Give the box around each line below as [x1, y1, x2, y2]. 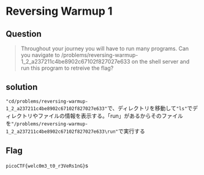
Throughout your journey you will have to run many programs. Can [20, 45, 189, 52]
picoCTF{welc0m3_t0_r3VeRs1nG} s [6, 162, 88, 169]
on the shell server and [131, 58, 190, 65]
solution [6, 82, 38, 92]
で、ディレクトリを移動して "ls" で [107, 104, 193, 111]
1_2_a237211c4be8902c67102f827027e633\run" [6, 128, 119, 135]
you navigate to [20, 51, 61, 59]
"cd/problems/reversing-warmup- [6, 98, 88, 105]
